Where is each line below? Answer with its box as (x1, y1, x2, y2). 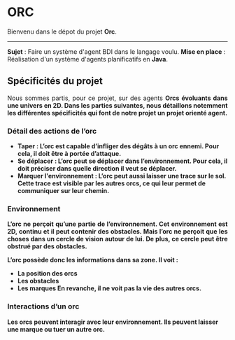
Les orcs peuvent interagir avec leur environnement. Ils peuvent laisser (7, 318, 219, 326)
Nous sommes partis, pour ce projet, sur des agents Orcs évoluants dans (7, 94, 228, 102)
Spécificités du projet (7, 75, 103, 87)
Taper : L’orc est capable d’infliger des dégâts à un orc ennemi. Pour (17, 142, 220, 150)
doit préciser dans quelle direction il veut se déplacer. (17, 164, 177, 173)
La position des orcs (17, 269, 78, 278)
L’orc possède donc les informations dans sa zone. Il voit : (7, 256, 178, 264)
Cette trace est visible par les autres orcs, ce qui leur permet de (17, 179, 206, 187)
